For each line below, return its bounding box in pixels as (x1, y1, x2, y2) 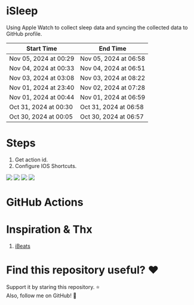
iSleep (6, 4, 38, 18)
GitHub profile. (6, 30, 42, 37)
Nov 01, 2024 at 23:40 (9, 83, 75, 92)
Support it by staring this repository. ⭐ (6, 283, 100, 290)
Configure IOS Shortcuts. (14, 162, 77, 169)
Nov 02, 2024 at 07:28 (80, 83, 146, 92)
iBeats (14, 242, 31, 250)
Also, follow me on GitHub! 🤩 (6, 292, 77, 299)
